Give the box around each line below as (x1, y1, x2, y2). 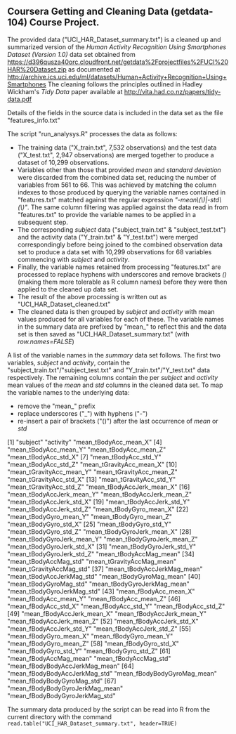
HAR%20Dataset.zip (7, 65, 67, 73)
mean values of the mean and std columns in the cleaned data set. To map (7, 381, 223, 389)
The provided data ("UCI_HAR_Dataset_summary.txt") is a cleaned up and (7, 35, 221, 44)
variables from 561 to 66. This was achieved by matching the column (17, 181, 216, 189)
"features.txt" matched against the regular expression (17, 195, 173, 204)
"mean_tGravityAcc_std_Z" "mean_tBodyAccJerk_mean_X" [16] (7, 483, 190, 491)
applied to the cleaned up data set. (17, 284, 119, 294)
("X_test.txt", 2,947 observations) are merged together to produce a (17, 150, 214, 159)
